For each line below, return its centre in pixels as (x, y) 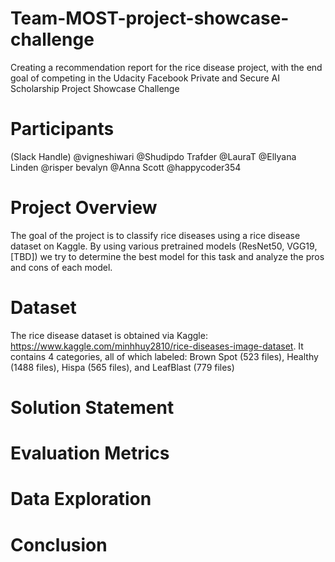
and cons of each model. (61, 267)
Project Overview (84, 208)
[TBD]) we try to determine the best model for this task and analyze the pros (167, 256)
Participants (62, 129)
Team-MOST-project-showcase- (150, 18)
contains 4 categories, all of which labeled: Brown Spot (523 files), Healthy (164, 356)
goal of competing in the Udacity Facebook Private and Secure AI (145, 78)
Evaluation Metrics (90, 453)
